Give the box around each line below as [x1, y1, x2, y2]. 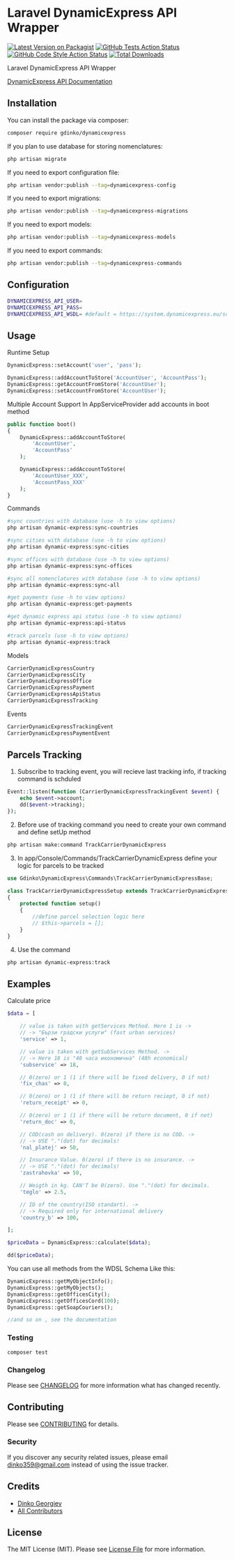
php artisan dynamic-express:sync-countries [7, 524, 139, 531]
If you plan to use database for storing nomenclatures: [7, 142, 163, 151]
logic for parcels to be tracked [17, 861, 104, 869]
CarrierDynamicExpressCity [7, 671, 86, 678]
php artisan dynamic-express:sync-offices [7, 563, 132, 569]
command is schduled [17, 775, 81, 783]
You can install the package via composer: [7, 116, 129, 124]
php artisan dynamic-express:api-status [7, 620, 127, 627]
